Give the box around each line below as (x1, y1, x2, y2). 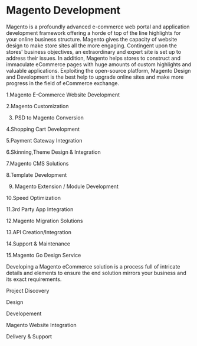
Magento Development (6, 4, 121, 17)
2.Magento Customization (6, 102, 69, 109)
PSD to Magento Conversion (14, 114, 84, 121)
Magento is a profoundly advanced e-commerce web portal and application (6, 23, 190, 30)
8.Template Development (6, 171, 67, 178)
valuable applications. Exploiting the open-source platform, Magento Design (6, 67, 191, 74)
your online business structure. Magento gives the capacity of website (6, 35, 178, 43)
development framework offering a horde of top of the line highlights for (6, 29, 181, 36)
